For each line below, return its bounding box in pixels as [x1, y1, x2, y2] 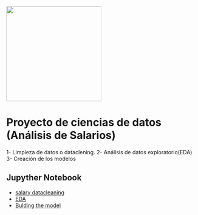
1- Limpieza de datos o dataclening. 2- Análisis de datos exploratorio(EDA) [6, 148, 193, 155]
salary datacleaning [15, 188, 65, 196]
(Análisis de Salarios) [6, 129, 116, 142]
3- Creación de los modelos [6, 155, 76, 162]
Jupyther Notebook [6, 172, 82, 183]
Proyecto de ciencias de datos [6, 115, 162, 129]
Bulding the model [15, 202, 61, 209]
